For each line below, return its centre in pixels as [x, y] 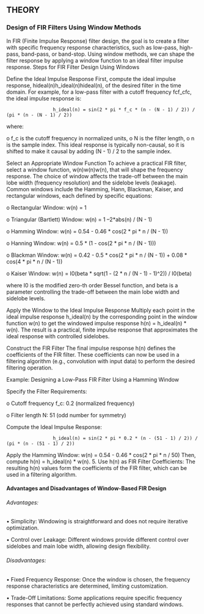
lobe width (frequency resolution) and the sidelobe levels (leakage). [91, 183]
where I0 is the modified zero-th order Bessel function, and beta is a [92, 285]
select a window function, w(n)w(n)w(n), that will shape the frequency [95, 169]
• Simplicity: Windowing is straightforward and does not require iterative [97, 521]
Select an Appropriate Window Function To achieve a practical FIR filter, [97, 163]
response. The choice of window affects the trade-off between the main [97, 176]
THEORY [23, 10]
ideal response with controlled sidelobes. [58, 336]
